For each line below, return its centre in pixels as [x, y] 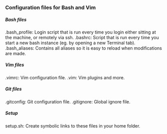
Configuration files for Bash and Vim [51, 8]
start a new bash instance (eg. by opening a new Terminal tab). [70, 43]
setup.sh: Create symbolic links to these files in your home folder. [73, 126]
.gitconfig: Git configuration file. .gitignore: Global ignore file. [68, 101]
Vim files [15, 65]
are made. [16, 53]
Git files [14, 89]
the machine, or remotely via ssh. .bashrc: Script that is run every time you [82, 37]
